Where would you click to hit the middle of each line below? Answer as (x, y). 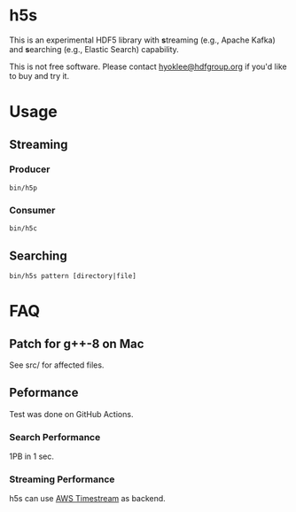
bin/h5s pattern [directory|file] (73, 275)
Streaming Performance (62, 479)
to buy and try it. (39, 75)
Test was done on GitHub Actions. (71, 414)
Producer (30, 169)
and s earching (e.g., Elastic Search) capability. (94, 49)
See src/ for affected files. (57, 365)
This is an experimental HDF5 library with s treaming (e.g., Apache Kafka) (143, 40)
